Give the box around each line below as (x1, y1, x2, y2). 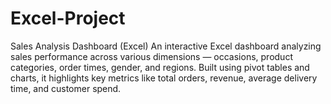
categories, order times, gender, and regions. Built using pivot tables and (10, 61, 310, 73)
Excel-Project (10, 7, 126, 30)
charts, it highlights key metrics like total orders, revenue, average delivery (10, 72, 318, 84)
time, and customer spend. (10, 82, 122, 94)
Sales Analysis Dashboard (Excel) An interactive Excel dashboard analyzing (10, 40, 322, 52)
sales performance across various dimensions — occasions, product (10, 50, 293, 62)
